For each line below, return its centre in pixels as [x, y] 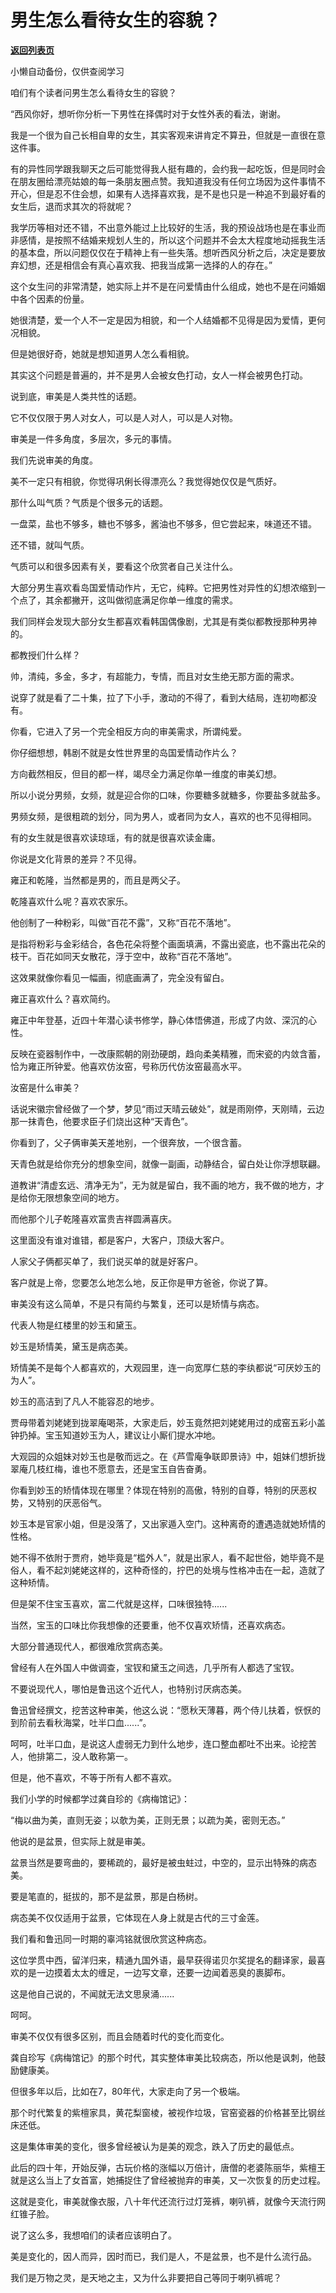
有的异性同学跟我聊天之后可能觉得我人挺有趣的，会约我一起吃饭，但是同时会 [168, 168]
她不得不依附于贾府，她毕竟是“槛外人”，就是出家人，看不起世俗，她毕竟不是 [167, 1557]
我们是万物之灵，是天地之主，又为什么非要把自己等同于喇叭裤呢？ [146, 2277]
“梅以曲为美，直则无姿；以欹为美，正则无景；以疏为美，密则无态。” [148, 1820]
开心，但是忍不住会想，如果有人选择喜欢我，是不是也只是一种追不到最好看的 [168, 193]
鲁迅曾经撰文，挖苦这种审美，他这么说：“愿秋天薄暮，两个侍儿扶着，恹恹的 [166, 1710]
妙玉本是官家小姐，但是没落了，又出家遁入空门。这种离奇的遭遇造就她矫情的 [168, 1523]
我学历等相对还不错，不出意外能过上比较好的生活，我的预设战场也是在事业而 [168, 227]
